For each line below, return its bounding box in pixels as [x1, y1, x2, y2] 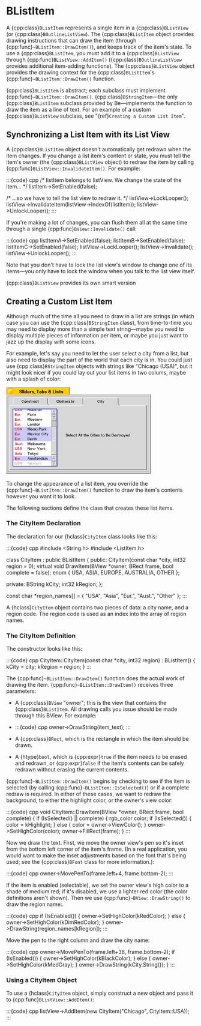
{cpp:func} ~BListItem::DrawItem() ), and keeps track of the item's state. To [6, 43, 192, 50]
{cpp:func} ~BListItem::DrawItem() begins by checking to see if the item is [6, 777, 190, 785]
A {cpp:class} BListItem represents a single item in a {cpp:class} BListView [6, 24, 189, 31]
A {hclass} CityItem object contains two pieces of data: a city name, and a [6, 603, 189, 611]
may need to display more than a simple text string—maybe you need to [6, 325, 184, 333]
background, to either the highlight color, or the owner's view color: [6, 797, 173, 804]
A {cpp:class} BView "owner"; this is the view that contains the [14, 699, 167, 707]
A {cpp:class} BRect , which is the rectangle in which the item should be [14, 735, 189, 743]
